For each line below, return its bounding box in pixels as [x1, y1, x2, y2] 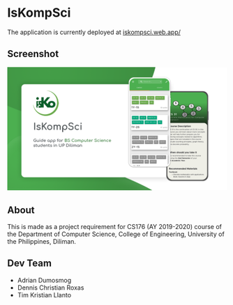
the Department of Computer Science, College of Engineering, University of [7, 230, 225, 238]
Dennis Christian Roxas [17, 283, 84, 292]
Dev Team [7, 258, 52, 269]
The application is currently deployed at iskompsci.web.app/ [7, 28, 181, 36]
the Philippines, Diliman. [7, 237, 77, 246]
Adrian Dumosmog [17, 276, 72, 284]
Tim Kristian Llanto [17, 290, 72, 299]
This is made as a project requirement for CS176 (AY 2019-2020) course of [7, 223, 222, 231]
